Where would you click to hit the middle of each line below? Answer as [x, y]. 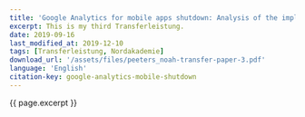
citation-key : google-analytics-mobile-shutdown [103, 77]
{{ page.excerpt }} [44, 102]
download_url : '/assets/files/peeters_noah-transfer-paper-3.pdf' [138, 60]
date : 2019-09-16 [42, 34]
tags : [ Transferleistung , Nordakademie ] [87, 52]
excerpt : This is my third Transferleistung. [97, 26]
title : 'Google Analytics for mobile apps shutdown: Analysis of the [144, 18]
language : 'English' [49, 69]
